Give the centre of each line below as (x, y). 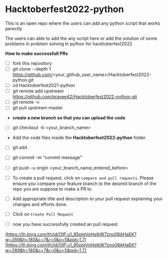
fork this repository (32, 63)
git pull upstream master (38, 108)
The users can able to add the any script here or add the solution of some (81, 38)
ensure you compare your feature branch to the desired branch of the (84, 183)
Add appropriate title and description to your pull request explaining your (88, 199)
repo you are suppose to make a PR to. (52, 189)
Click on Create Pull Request (43, 214)
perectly (14, 28)
